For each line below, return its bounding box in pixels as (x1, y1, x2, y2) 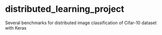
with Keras (5, 25, 27, 31)
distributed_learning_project (5, 3, 124, 15)
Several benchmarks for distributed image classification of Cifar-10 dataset (5, 20, 157, 26)
